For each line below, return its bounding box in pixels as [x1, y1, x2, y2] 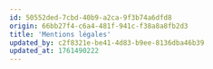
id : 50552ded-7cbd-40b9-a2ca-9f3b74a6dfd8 [9, 13, 172, 22]
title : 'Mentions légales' [9, 30, 111, 39]
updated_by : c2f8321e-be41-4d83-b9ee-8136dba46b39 [9, 38, 205, 47]
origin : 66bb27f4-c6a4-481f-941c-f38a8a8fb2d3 [9, 22, 189, 30]
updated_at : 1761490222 [9, 47, 100, 56]
